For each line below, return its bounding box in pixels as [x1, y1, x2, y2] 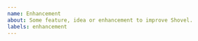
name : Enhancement [7, 10, 61, 17]
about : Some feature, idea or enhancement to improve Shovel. [7, 17, 193, 24]
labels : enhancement [7, 23, 68, 30]
